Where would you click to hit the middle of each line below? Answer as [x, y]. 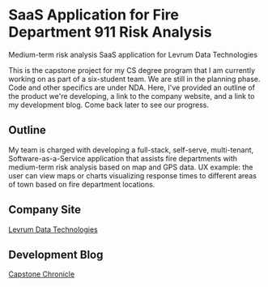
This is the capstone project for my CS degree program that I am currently [132, 70]
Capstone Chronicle [42, 274]
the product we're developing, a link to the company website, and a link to [132, 96]
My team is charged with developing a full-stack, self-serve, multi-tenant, [131, 150]
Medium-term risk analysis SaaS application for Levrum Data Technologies [133, 54]
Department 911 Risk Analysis [110, 32]
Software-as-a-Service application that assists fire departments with [123, 158]
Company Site [45, 210]
